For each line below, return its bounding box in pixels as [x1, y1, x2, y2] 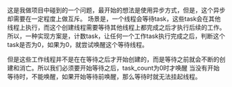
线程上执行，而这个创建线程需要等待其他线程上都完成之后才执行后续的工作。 [7, 23, 226, 31]
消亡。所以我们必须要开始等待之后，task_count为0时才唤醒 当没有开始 [19, 64, 220, 72]
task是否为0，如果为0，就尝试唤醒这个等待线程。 [7, 41, 149, 48]
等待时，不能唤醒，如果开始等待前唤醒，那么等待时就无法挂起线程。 [7, 72, 202, 81]
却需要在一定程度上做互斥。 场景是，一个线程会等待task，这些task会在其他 [7, 14, 222, 23]
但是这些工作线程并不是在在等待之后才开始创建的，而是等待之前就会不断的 [7, 55, 220, 64]
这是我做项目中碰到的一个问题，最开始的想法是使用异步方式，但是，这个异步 [7, 6, 226, 14]
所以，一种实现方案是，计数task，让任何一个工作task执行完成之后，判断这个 [7, 32, 226, 40]
